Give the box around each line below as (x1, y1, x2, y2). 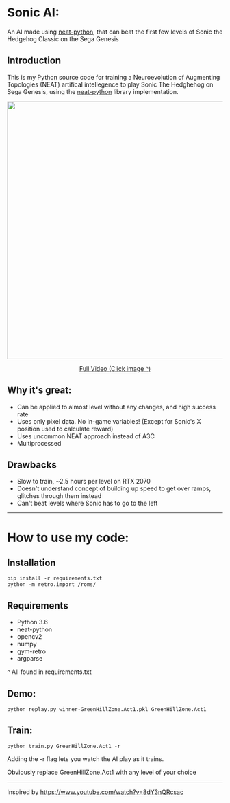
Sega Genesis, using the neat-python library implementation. (7, 87, 179, 95)
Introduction (7, 55, 62, 67)
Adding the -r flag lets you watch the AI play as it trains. (7, 754, 164, 763)
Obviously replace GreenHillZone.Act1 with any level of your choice (7, 768, 196, 776)
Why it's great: (7, 385, 72, 396)
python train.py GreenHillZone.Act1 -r (7, 743, 121, 749)
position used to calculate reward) (16, 425, 114, 433)
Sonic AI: (7, 5, 60, 21)
